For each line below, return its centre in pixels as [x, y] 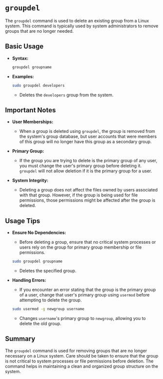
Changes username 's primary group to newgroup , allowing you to [82, 318]
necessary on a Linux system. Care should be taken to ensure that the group [82, 356]
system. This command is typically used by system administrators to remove [82, 26]
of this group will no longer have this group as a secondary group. [85, 142]
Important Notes [30, 110]
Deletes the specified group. [48, 271]
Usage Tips [23, 221]
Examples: [23, 76]
